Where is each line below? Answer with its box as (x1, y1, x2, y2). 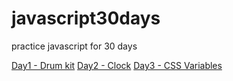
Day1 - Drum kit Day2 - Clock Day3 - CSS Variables (11, 59, 223, 71)
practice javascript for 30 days (11, 40, 138, 52)
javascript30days (11, 7, 161, 30)
